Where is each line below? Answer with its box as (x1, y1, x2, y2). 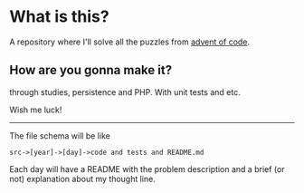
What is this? (9, 6, 110, 27)
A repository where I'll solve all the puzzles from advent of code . (9, 36, 251, 47)
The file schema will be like (9, 130, 110, 141)
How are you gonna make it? (9, 63, 173, 78)
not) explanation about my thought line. (9, 173, 156, 184)
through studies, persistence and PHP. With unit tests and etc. (9, 86, 242, 97)
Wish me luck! (9, 104, 62, 115)
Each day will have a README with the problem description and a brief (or (9, 163, 285, 174)
